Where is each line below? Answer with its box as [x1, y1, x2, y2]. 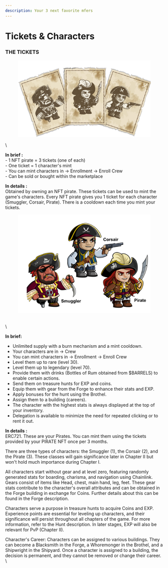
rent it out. [12, 418, 34, 424]
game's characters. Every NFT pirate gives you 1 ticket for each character [5, 194, 157, 200]
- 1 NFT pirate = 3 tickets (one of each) [5, 157, 86, 163]
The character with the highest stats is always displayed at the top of [12, 402, 155, 408]
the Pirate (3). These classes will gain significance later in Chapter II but [5, 454, 154, 460]
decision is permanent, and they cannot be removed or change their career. [5, 552, 161, 558]
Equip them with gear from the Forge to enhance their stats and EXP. [12, 386, 154, 392]
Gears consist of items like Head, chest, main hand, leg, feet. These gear [5, 479, 155, 485]
